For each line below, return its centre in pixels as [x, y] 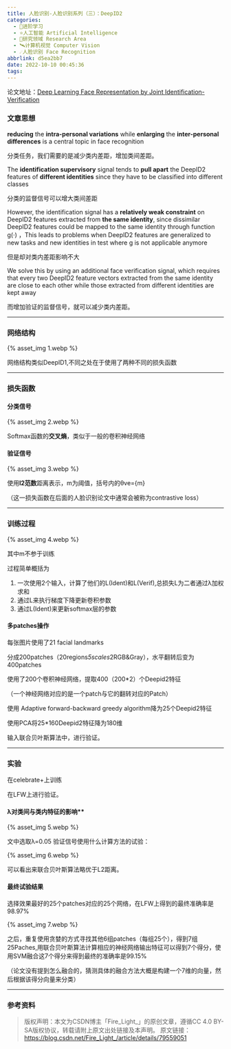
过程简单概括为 [28, 568]
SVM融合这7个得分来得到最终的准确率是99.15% [80, 956]
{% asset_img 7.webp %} [43, 924]
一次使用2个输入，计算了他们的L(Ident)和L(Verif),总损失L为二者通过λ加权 [120, 582]
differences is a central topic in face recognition [76, 141]
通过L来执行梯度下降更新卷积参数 [64, 600]
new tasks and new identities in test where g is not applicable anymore [107, 243]
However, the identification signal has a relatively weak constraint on [106, 212]
